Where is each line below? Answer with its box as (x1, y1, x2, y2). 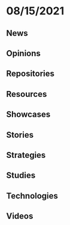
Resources (6, 89, 47, 99)
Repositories (6, 69, 55, 79)
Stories (6, 130, 34, 140)
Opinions (6, 48, 41, 58)
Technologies (6, 190, 59, 201)
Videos (6, 211, 34, 221)
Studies (6, 171, 36, 181)
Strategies (6, 150, 46, 160)
